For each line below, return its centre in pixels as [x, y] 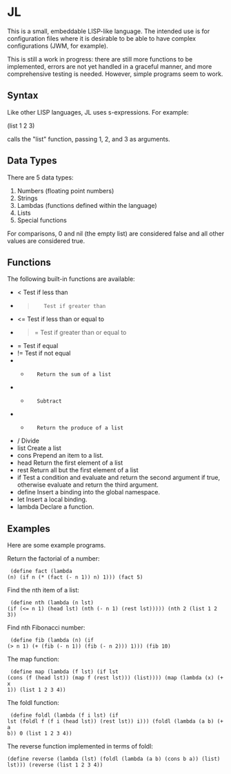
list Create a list [39, 448]
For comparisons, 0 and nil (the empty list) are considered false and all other [116, 233]
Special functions [42, 220]
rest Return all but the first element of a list [78, 470]
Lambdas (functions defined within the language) [87, 205]
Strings [27, 198]
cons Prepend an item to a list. [60, 456]
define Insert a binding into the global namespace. [89, 492]
